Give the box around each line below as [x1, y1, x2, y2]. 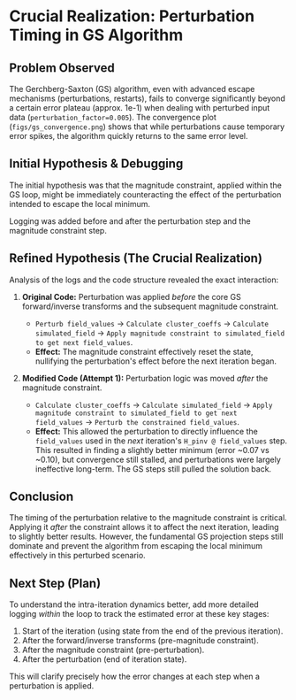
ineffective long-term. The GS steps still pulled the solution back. [34, 463, 272, 474]
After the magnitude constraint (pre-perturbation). [21, 644, 205, 656]
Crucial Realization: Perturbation [9, 6, 254, 27]
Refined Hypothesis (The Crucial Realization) [9, 250, 263, 266]
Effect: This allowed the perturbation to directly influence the [34, 426, 258, 436]
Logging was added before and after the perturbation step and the [9, 215, 251, 227]
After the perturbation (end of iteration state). [21, 654, 187, 665]
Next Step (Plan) [9, 575, 102, 590]
